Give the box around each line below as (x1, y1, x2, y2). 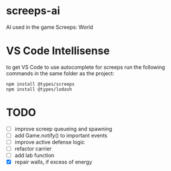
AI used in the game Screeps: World (6, 24, 93, 31)
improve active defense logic (14, 138, 85, 145)
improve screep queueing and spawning (14, 125, 113, 132)
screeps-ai (6, 4, 61, 18)
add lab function (14, 152, 55, 159)
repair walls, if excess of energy (14, 159, 92, 166)
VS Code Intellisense (6, 44, 110, 58)
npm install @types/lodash (6, 86, 72, 92)
